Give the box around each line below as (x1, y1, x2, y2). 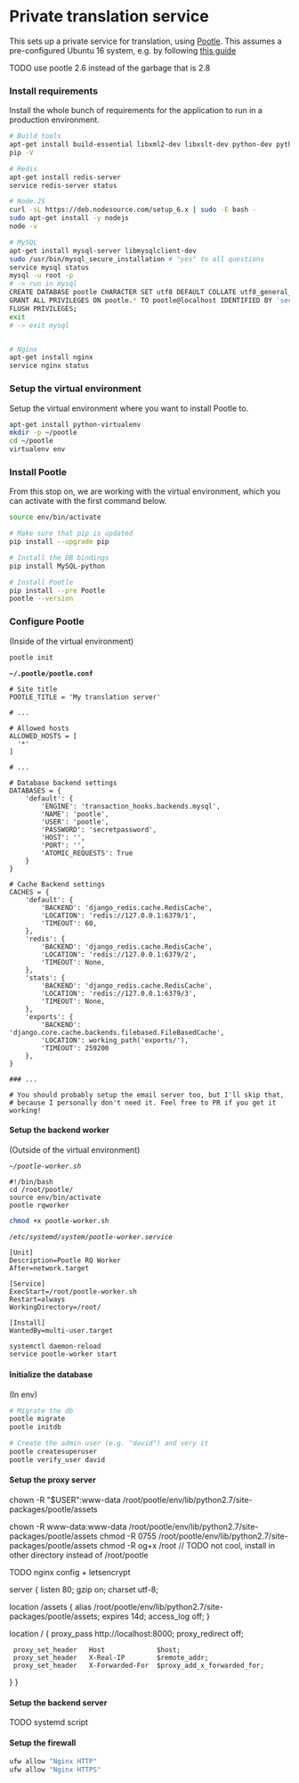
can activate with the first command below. (9, 496, 167, 506)
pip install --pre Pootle (9, 586, 105, 595)
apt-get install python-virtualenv (9, 420, 141, 429)
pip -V (9, 148, 34, 157)
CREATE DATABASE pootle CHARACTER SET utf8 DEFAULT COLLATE (9, 288, 238, 297)
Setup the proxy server (9, 1475, 96, 1485)
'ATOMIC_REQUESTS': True (41, 849, 133, 858)
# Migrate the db (9, 1406, 74, 1415)
